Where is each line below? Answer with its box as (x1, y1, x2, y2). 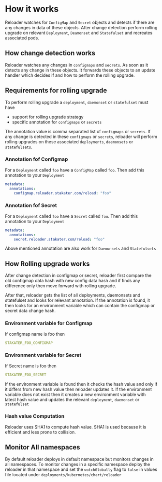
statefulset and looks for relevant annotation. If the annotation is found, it (5, 297, 150, 303)
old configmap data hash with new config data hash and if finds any (5, 278, 140, 284)
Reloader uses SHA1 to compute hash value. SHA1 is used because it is (5, 424, 147, 430)
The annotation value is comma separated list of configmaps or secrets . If (5, 128, 151, 134)
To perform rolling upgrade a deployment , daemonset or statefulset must (5, 99, 148, 105)
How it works (5, 3, 59, 15)
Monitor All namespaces (5, 443, 81, 451)
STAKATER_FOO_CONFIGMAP (5, 340, 53, 345)
